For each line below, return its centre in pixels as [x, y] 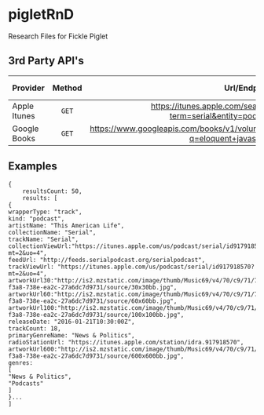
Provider [29, 88]
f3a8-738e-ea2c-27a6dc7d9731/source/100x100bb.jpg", [96, 315]
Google [26, 129]
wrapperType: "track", [45, 212]
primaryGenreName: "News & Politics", [71, 335]
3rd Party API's [46, 61]
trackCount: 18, [35, 328]
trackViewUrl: [31, 267]
